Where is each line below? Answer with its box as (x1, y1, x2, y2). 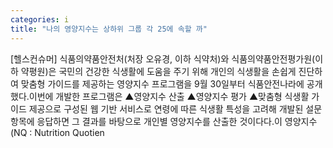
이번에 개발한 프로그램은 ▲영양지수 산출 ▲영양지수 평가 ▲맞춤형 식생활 (28, 90, 310, 102)
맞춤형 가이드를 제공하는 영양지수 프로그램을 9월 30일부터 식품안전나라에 (20, 77, 305, 90)
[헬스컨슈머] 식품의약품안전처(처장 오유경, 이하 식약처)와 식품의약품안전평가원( (10, 52, 316, 65)
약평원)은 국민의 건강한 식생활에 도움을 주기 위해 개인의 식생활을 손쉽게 (20, 65, 297, 77)
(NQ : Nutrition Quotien (10, 126, 105, 138)
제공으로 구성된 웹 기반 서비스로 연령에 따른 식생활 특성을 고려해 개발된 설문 (28, 102, 323, 115)
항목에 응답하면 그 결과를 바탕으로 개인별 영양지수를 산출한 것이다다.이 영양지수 (10, 115, 318, 127)
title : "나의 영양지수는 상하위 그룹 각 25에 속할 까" (10, 24, 208, 34)
